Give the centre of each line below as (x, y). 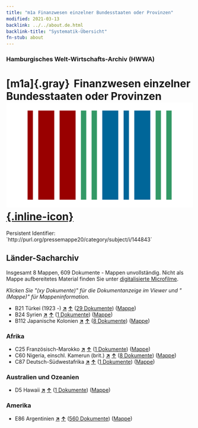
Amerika (19, 405)
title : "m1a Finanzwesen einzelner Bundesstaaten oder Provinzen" (90, 12)
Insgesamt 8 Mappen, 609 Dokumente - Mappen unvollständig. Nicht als (95, 272)
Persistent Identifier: (31, 233)
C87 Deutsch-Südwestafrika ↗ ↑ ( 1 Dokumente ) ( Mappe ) (85, 362)
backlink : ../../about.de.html (45, 25)
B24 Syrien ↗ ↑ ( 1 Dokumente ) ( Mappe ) (64, 314)
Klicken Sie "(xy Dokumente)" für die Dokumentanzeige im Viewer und (92, 290)
